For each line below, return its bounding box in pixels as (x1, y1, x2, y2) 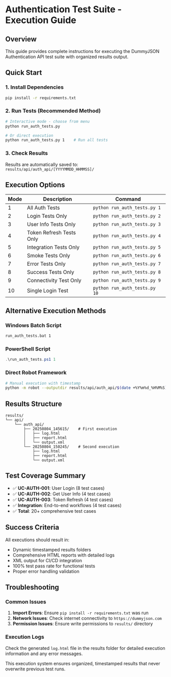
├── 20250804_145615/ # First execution (23, 427, 117, 432)
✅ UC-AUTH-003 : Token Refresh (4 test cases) (12, 496, 113, 503)
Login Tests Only (27, 213, 67, 220)
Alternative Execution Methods (5, 306, 106, 315)
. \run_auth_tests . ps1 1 (5, 357, 56, 362)
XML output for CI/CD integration (12, 557, 82, 563)
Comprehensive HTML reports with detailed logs (12, 552, 115, 558)
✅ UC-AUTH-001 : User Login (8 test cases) (12, 485, 105, 491)
